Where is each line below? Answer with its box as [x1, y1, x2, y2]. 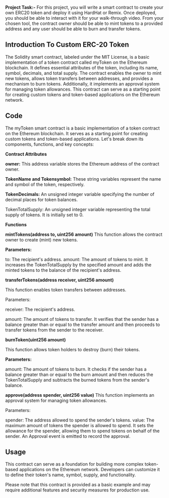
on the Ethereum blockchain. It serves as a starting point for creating [5, 130, 148, 136]
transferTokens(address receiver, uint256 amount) [5, 277, 114, 283]
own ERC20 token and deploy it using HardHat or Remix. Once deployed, [5, 10, 157, 16]
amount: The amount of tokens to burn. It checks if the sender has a [5, 366, 147, 372]
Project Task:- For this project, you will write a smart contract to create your [5, 5, 164, 10]
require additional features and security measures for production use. [5, 487, 150, 493]
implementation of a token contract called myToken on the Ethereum [5, 59, 148, 65]
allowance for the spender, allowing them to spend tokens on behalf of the [5, 428, 160, 434]
